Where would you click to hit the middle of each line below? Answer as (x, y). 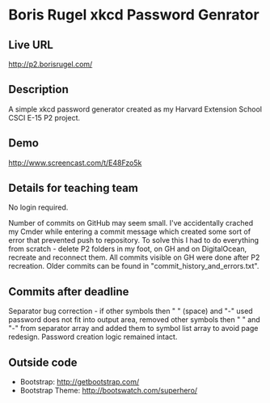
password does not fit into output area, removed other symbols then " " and (134, 320)
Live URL (31, 45)
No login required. (38, 207)
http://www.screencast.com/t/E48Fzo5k (75, 163)
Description (38, 89)
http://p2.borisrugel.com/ (51, 64)
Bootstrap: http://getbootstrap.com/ (80, 382)
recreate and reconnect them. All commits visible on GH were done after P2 (134, 257)
